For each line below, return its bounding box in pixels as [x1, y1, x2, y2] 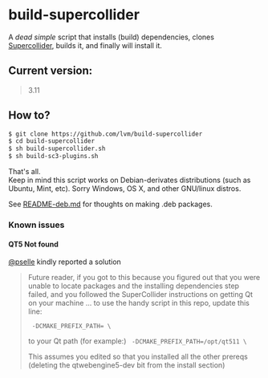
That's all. [8, 167, 41, 177]
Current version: [8, 64, 93, 78]
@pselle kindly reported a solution [8, 257, 122, 266]
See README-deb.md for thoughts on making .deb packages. [8, 199, 213, 209]
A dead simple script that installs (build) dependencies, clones [8, 32, 215, 42]
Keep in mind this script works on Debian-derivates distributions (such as [8, 175, 251, 185]
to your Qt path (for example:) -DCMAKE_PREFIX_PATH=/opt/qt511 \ [27, 336, 247, 346]
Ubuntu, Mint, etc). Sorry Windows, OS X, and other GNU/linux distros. [8, 184, 242, 193]
